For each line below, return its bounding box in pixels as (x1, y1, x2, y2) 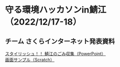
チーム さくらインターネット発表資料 (5, 37, 115, 45)
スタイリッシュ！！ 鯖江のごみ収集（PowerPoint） (5, 51, 106, 56)
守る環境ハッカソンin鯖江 (5, 4, 107, 15)
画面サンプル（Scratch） (5, 57, 55, 63)
